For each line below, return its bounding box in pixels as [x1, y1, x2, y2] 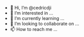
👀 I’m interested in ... [10, 10, 53, 16]
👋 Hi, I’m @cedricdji [10, 5, 52, 10]
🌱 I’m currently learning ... [10, 15, 65, 21]
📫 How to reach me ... [10, 26, 58, 32]
